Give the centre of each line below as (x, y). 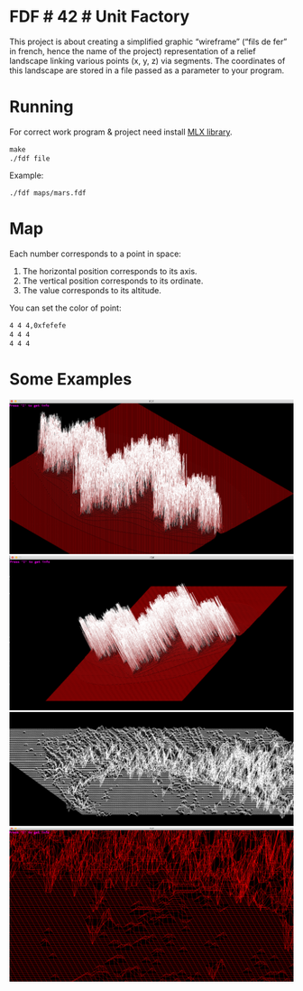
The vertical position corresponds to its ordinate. (113, 281)
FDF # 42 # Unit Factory (100, 17)
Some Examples (71, 379)
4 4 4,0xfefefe (38, 325)
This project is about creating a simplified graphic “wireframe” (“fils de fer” (148, 42)
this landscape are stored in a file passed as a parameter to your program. (147, 70)
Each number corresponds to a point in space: (96, 254)
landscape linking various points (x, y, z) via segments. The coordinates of (147, 60)
